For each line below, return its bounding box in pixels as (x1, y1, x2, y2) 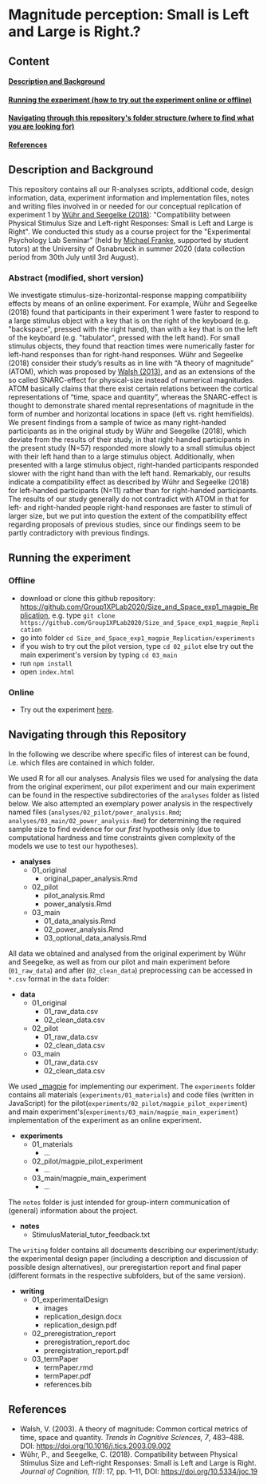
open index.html (19, 666, 75, 676)
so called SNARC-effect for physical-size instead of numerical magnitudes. (8, 376, 255, 385)
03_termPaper (31, 1354, 79, 1363)
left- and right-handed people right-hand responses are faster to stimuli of (8, 503, 253, 512)
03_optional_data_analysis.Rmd (43, 933, 147, 942)
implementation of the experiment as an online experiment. (8, 1115, 202, 1124)
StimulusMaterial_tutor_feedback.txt (31, 1229, 151, 1239)
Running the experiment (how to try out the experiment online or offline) (8, 94, 253, 105)
